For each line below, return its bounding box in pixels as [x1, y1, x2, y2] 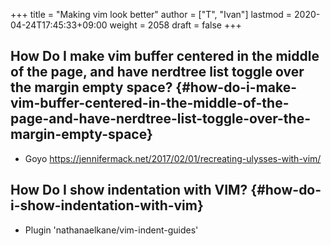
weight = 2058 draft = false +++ [109, 19, 242, 31]
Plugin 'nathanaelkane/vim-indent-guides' [24, 224, 199, 236]
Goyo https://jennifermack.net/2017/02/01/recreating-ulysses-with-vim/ [24, 152, 322, 164]
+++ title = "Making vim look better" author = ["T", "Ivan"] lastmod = [10, 9, 293, 20]
